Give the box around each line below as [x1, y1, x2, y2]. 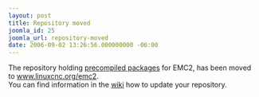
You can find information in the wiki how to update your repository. [8, 80, 227, 90]
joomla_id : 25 [8, 26, 56, 34]
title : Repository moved [8, 19, 91, 27]
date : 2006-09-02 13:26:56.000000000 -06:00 [8, 41, 159, 49]
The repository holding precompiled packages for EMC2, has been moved [8, 63, 252, 72]
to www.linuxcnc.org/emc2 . [8, 72, 100, 81]
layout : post [8, 11, 52, 20]
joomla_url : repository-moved [8, 33, 109, 42]
